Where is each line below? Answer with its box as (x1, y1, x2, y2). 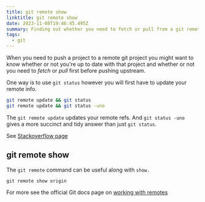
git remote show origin (6, 178, 67, 184)
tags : (6, 32, 20, 38)
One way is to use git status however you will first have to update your (6, 79, 187, 86)
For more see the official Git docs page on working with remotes (6, 189, 168, 196)
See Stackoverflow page (6, 132, 68, 139)
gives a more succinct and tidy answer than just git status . (6, 120, 157, 128)
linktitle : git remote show (6, 15, 78, 21)
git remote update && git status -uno (6, 103, 105, 109)
